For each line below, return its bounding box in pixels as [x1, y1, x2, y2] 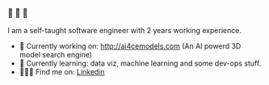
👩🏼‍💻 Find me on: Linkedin [19, 67, 106, 77]
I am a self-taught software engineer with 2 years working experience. [7, 26, 242, 36]
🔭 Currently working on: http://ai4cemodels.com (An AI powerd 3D [19, 41, 242, 51]
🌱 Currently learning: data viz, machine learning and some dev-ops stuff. [19, 58, 262, 68]
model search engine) [19, 50, 93, 60]
